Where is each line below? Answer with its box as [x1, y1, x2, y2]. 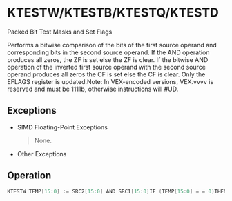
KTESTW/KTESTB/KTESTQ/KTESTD [7, 5, 219, 21]
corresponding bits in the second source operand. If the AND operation [7, 48, 210, 56]
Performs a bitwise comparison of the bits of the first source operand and [7, 41, 217, 49]
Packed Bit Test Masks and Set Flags [7, 28, 113, 36]
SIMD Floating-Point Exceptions [17, 123, 108, 131]
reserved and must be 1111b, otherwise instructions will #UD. [7, 85, 179, 93]
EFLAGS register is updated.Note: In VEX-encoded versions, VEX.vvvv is [7, 77, 214, 85]
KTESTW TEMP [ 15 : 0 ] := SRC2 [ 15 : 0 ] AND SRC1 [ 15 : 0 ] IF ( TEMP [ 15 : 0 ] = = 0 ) [7, 188, 215, 195]
